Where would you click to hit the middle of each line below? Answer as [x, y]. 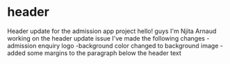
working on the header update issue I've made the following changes [106, 38]
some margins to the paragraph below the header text [104, 53]
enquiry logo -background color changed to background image [128, 45]
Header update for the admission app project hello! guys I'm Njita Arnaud [112, 31]
